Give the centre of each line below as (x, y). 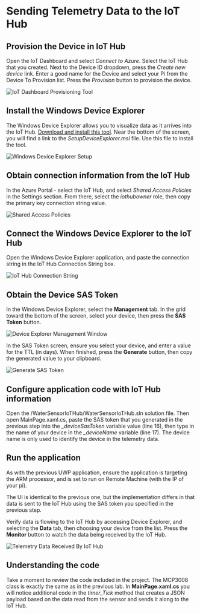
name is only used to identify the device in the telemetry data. (83, 439)
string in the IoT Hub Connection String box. (61, 264)
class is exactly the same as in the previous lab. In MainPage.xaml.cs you (98, 586)
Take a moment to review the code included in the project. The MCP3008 (97, 580)
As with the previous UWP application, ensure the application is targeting (97, 472)
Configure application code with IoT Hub (84, 389)
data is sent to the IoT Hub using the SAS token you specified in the (90, 503)
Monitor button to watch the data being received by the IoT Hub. (86, 534)
